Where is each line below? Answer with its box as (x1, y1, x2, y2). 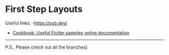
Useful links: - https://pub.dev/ (5, 20, 67, 26)
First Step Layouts (5, 3, 83, 15)
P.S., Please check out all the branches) (5, 44, 88, 50)
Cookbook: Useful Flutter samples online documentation (12, 29, 130, 35)
